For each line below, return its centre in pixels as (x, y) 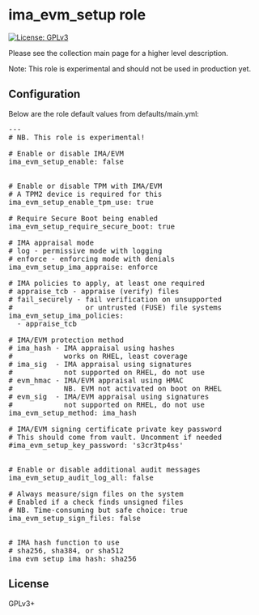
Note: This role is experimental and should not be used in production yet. (130, 68)
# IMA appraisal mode (51, 242)
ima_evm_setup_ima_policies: (66, 315)
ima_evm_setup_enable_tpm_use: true (81, 202)
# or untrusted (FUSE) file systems (115, 307)
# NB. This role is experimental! (77, 137)
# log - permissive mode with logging (85, 250)
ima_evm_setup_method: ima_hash (72, 412)
